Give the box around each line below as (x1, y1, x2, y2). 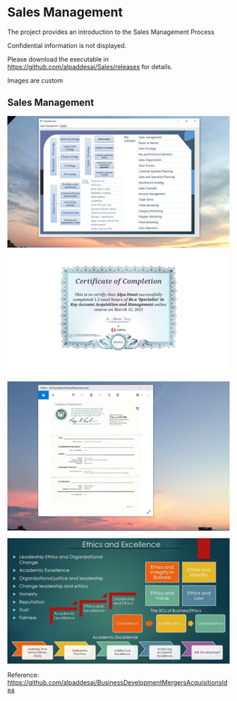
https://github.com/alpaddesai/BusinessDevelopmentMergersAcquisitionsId (7, 678, 228, 686)
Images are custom (7, 76, 63, 85)
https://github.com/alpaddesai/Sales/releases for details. (7, 62, 173, 71)
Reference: (7, 671, 39, 679)
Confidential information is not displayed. (7, 41, 127, 49)
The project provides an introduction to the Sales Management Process (7, 28, 215, 36)
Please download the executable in (7, 54, 109, 64)
